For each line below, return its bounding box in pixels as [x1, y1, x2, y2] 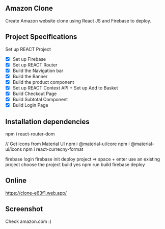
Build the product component [12, 79, 74, 85]
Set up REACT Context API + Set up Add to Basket [12, 84, 118, 91]
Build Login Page [12, 102, 48, 108]
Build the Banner [12, 73, 48, 79]
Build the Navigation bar [12, 67, 64, 74]
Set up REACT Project [5, 46, 51, 52]
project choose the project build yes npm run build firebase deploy [5, 162, 145, 168]
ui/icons [5, 146, 22, 152]
